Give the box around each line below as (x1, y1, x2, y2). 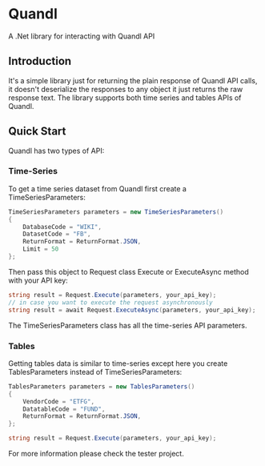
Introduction (8, 54, 72, 68)
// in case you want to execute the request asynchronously (8, 298, 214, 307)
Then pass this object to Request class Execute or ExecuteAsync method (8, 267, 250, 276)
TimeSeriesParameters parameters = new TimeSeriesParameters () (8, 207, 224, 216)
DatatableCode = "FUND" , (22, 405, 106, 413)
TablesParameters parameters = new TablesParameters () (8, 382, 195, 391)
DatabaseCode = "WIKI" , (22, 223, 102, 231)
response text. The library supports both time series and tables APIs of (8, 93, 242, 102)
